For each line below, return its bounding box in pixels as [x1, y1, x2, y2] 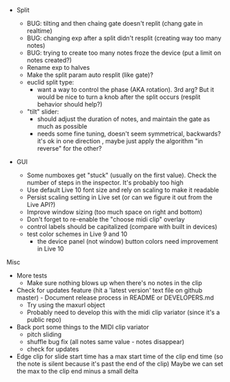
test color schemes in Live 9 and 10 [26, 230, 128, 238]
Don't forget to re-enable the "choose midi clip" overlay [26, 215, 185, 224]
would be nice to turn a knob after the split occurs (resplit [37, 93, 201, 101]
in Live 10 [37, 245, 64, 253]
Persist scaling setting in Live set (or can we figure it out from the [26, 193, 213, 201]
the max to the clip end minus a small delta [16, 367, 139, 375]
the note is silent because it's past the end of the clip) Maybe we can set [16, 360, 224, 367]
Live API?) [26, 201, 56, 208]
